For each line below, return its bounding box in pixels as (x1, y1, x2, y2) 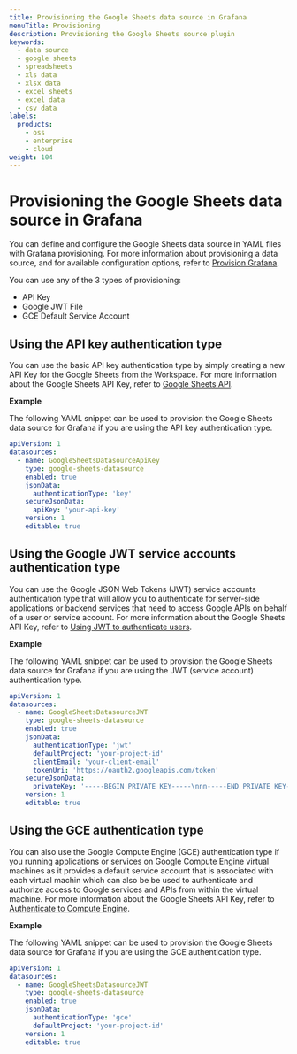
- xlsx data (17, 79, 62, 88)
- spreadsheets (17, 63, 73, 72)
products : (17, 120, 53, 129)
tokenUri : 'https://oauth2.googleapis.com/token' (32, 765, 219, 774)
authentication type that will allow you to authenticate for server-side (9, 593, 261, 604)
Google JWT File (21, 302, 84, 312)
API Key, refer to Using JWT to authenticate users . (9, 621, 193, 632)
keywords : (9, 37, 46, 47)
